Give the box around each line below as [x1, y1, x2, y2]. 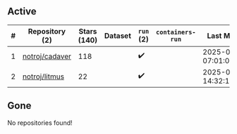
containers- [156, 28, 196, 36]
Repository [28, 26, 66, 36]
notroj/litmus [22, 72, 65, 81]
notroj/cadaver [22, 51, 72, 61]
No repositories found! [7, 119, 73, 127]
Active [7, 6, 37, 18]
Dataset [104, 31, 132, 41]
